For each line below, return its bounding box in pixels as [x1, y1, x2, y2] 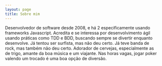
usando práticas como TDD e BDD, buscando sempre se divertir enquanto [5, 35, 153, 41]
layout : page [5, 7, 31, 12]
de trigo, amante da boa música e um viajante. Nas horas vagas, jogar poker [5, 50, 157, 56]
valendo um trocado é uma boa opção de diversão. [5, 55, 107, 61]
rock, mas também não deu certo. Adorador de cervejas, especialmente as [5, 45, 154, 51]
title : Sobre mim [5, 12, 40, 16]
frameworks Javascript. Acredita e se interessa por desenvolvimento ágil [5, 30, 151, 36]
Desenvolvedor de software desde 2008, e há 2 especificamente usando [5, 25, 150, 30]
